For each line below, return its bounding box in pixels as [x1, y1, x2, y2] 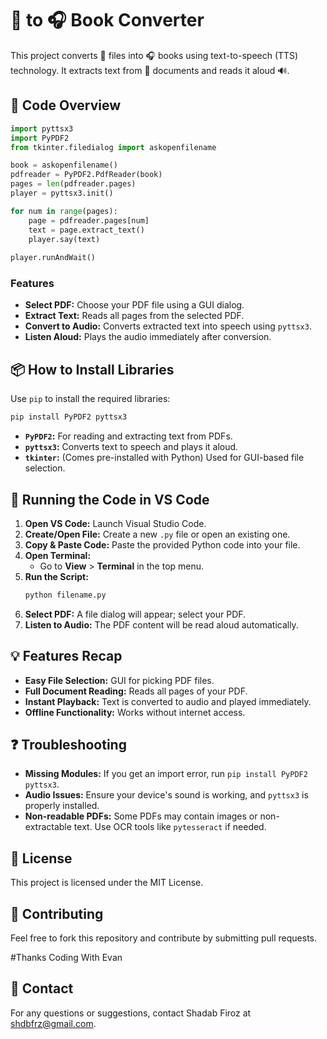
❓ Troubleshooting [10, 737, 127, 753]
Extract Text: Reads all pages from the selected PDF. [24, 310, 245, 322]
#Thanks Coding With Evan [10, 952, 123, 964]
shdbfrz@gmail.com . [10, 1017, 97, 1029]
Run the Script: [24, 570, 89, 582]
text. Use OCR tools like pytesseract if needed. [73, 821, 267, 833]
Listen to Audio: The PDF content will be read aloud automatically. [24, 618, 299, 631]
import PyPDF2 [10, 133, 70, 143]
